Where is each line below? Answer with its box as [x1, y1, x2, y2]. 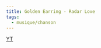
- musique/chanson [11, 19, 57, 25]
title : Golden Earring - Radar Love [6, 8, 95, 15]
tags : [6, 14, 19, 20]
